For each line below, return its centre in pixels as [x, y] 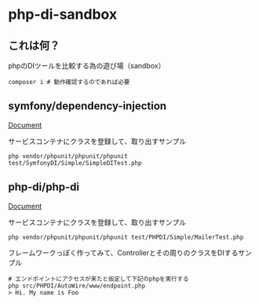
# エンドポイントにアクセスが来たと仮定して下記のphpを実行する [98, 279]
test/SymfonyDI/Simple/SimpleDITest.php [75, 163]
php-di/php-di [44, 187]
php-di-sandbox [63, 15]
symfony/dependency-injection [88, 106]
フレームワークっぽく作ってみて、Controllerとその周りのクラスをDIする [123, 252]
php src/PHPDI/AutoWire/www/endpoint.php [77, 286]
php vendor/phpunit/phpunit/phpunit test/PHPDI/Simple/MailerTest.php [126, 237]
